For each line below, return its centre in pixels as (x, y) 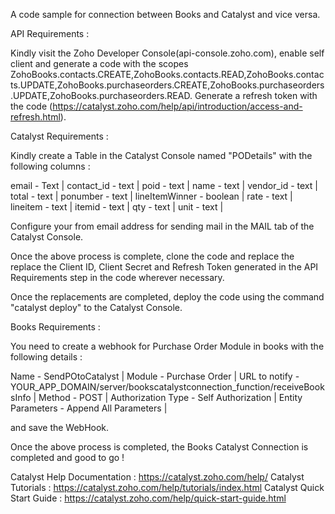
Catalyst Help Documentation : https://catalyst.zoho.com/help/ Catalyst (157, 477)
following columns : (50, 166)
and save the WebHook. (60, 427)
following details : (46, 357)
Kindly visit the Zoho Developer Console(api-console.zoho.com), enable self (167, 53)
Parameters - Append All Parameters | (89, 408)
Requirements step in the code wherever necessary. (117, 277)
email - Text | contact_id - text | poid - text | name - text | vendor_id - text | (164, 185)
